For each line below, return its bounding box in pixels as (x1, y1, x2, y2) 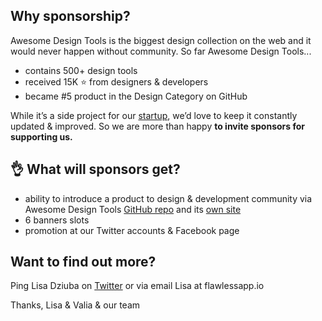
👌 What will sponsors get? (10, 161, 181, 178)
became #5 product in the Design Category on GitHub (24, 90, 248, 102)
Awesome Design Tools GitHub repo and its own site (24, 203, 242, 215)
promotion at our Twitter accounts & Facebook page (24, 224, 240, 236)
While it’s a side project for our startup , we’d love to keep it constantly (10, 109, 298, 121)
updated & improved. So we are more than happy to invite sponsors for (10, 120, 306, 132)
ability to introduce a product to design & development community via (24, 192, 313, 204)
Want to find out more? (10, 254, 157, 271)
